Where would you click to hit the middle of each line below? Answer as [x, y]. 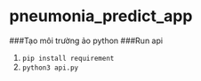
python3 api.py [50, 68]
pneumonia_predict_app [101, 16]
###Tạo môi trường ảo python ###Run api [86, 40]
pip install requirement [68, 58]
